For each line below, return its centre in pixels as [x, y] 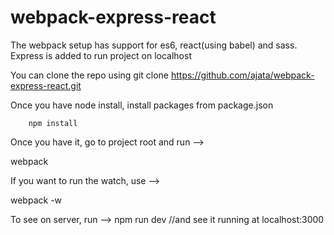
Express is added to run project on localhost [101, 55]
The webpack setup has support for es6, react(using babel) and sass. [154, 45]
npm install [53, 123]
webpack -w [36, 200]
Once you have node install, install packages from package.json [142, 105]
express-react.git [46, 85]
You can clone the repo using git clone [90, 75]
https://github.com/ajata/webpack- [242, 75]
